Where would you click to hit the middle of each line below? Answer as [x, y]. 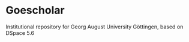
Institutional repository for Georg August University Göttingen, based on [94, 27]
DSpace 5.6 [20, 33]
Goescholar [35, 10]
